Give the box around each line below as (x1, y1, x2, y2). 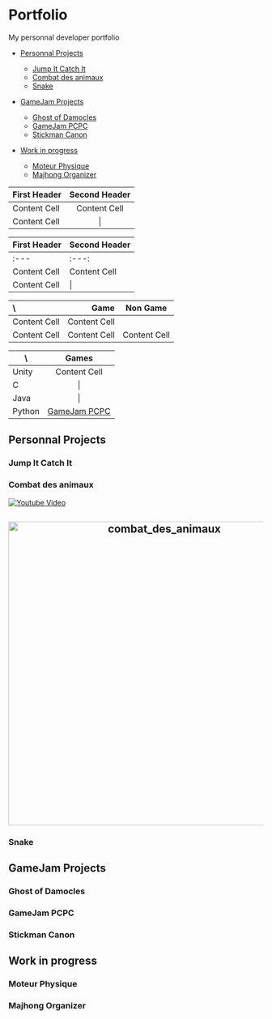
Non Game (125, 302, 168, 313)
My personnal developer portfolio (8, 32, 120, 42)
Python (12, 405, 40, 416)
